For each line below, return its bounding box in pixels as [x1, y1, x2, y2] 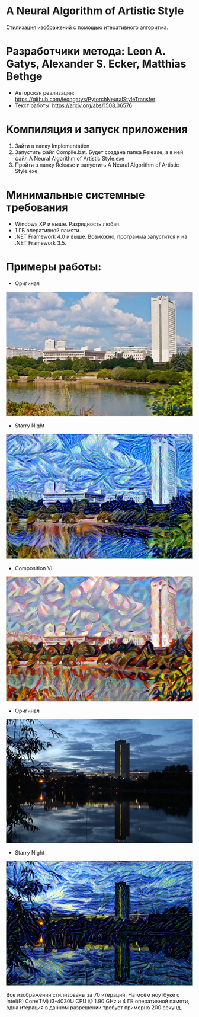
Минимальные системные [6, 188, 145, 202]
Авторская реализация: [14, 89, 75, 96]
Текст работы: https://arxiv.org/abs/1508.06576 [14, 102, 133, 109]
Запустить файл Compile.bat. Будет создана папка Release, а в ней [14, 148, 184, 155]
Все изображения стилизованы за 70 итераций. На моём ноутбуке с [6, 992, 180, 998]
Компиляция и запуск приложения [6, 123, 188, 136]
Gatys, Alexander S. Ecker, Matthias [6, 57, 187, 71]
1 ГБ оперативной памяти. [14, 226, 81, 234]
